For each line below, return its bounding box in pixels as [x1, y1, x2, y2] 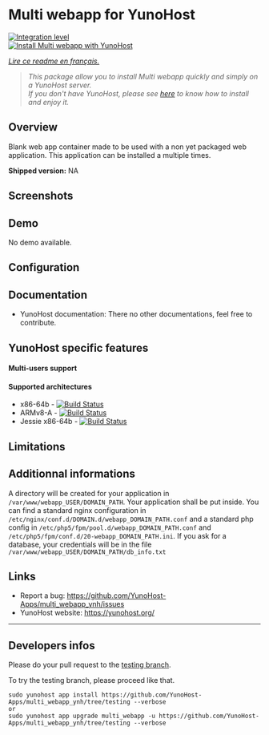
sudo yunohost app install [8, 691, 98, 699]
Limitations [8, 439, 66, 454]
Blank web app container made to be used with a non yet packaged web [8, 142, 247, 151]
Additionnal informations [8, 467, 136, 481]
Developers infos [8, 639, 95, 652]
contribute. [19, 318, 57, 328]
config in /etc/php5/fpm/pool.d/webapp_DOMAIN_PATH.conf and [8, 523, 212, 532]
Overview [8, 120, 58, 134]
